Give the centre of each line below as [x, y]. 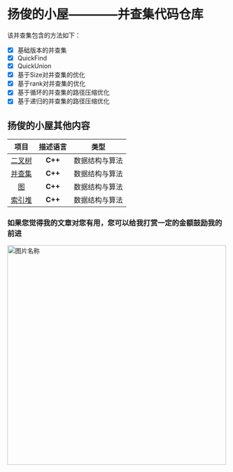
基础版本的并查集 [42, 50]
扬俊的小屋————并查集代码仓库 [106, 14]
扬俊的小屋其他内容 [49, 125]
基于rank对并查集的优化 [51, 84]
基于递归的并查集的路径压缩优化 [63, 101]
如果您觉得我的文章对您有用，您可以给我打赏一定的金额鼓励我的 [115, 223]
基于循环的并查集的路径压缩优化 [63, 93]
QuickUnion [34, 66]
